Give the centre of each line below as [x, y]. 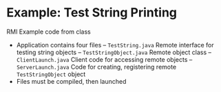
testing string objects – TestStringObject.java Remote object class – [114, 52]
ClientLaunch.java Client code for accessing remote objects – [104, 59]
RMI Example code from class [49, 32]
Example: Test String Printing [92, 13]
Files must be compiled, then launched [71, 81]
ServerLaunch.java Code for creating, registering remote [96, 67]
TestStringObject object [51, 74]
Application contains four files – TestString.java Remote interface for [115, 45]
